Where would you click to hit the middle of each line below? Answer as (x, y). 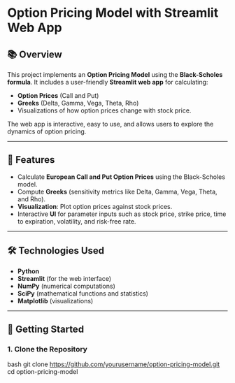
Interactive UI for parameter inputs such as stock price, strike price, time (122, 214)
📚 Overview (35, 54)
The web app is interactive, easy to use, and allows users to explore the (111, 124)
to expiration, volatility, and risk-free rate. (77, 221)
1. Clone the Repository (47, 349)
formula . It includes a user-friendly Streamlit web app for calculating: (108, 82)
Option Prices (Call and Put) (58, 95)
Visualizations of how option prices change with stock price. (104, 110)
